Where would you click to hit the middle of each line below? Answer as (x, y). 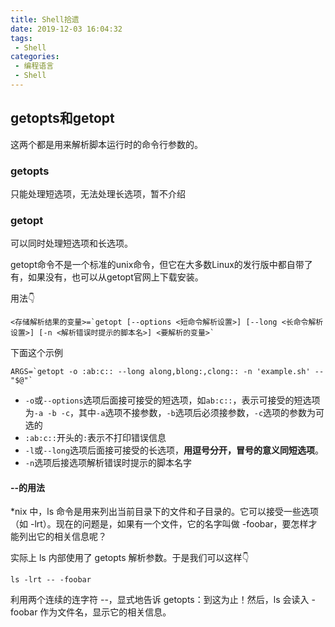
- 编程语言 (34, 66)
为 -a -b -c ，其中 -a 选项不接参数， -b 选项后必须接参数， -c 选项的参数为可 (174, 413)
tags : (21, 38)
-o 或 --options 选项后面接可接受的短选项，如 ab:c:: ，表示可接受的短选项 (172, 400)
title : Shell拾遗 (45, 19)
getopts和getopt (62, 118)
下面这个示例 (36, 353)
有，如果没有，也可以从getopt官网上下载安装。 (107, 277)
